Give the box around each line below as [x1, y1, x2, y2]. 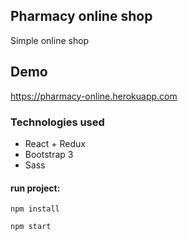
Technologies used [10, 115, 105, 129]
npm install [10, 204, 60, 214]
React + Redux [24, 137, 86, 149]
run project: [10, 182, 61, 194]
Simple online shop [10, 34, 90, 46]
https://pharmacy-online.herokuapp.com [10, 90, 178, 102]
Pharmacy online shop [10, 8, 153, 25]
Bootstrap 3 [24, 148, 74, 160]
